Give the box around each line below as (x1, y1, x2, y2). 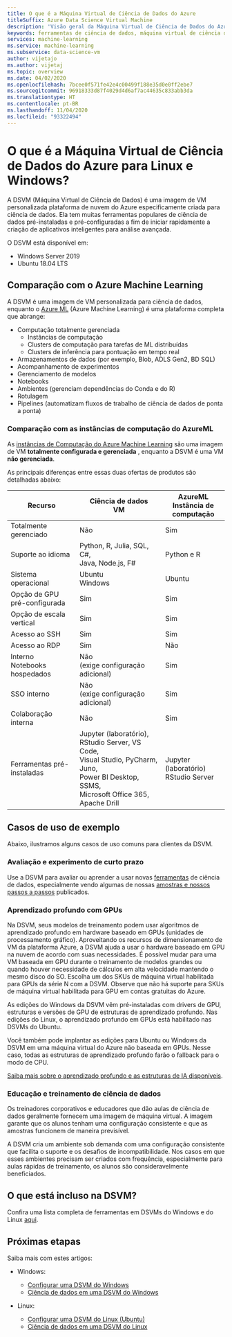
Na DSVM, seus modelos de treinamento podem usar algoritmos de (7, 921, 199, 929)
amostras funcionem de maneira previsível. (7, 1127, 130, 1135)
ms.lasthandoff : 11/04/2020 (7, 107, 88, 114)
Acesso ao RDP (10, 640, 61, 650)
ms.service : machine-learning (7, 42, 95, 49)
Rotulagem (17, 392, 48, 401)
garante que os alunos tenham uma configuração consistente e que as (7, 1119, 209, 1128)
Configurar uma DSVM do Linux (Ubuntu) (27, 1315, 145, 1323)
